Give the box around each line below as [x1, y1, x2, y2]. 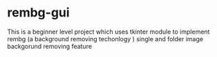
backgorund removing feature [7, 42, 92, 50]
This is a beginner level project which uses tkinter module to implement [7, 27, 210, 36]
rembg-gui [7, 5, 70, 21]
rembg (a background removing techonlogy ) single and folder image [7, 34, 204, 43]
